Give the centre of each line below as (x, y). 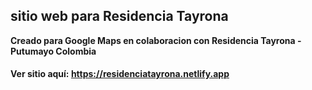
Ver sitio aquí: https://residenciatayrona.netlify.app (120, 74)
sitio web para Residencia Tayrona (119, 16)
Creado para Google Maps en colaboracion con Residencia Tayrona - (156, 40)
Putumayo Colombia (53, 51)
